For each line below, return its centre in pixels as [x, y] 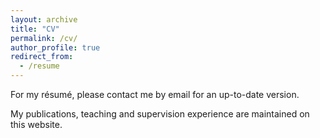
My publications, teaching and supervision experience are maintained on [160, 114]
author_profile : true [55, 47]
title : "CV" [35, 29]
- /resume [39, 66]
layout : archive [44, 19]
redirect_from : [42, 57]
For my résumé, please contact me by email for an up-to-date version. [155, 94]
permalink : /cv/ [44, 38]
